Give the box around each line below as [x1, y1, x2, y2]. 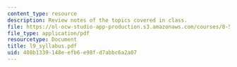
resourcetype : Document [7, 36, 78, 43]
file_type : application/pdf [7, 29, 90, 37]
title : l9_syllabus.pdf [7, 43, 78, 50]
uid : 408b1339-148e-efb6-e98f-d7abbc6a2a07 [7, 50, 138, 57]
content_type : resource [7, 10, 78, 17]
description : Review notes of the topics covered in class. [7, 17, 188, 24]
